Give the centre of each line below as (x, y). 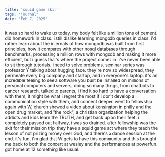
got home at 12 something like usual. (42, 149)
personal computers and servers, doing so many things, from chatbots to (80, 86)
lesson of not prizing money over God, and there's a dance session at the (80, 133)
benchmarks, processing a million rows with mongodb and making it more (81, 54)
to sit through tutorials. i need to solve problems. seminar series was (75, 65)
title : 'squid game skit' (32, 10)
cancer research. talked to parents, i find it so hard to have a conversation (81, 91)
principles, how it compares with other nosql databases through (70, 49)
